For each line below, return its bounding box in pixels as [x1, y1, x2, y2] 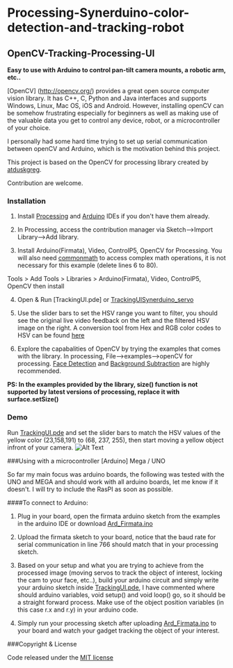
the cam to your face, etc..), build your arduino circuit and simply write [17, 575, 219, 584]
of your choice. [7, 124, 51, 132]
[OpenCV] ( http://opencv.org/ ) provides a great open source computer [7, 87, 210, 95]
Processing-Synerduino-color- [7, 5, 190, 21]
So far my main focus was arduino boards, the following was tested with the [7, 470, 225, 478]
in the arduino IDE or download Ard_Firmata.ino [17, 519, 153, 527]
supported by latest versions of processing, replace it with [7, 388, 179, 396]
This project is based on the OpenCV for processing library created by [7, 158, 209, 166]
